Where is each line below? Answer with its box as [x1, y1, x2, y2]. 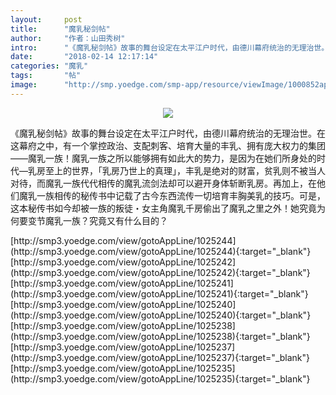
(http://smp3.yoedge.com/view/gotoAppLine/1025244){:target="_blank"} [10, 245, 312, 257]
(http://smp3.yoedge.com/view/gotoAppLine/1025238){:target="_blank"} [10, 330, 311, 342]
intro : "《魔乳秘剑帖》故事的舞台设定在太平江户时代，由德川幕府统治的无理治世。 [10, 42, 330, 53]
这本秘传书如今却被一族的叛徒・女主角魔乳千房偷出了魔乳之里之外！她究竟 [10, 202, 317, 214]
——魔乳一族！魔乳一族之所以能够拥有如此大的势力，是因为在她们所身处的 [10, 152, 317, 164]
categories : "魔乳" [10, 61, 89, 71]
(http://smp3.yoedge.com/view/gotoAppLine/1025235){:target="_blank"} [10, 372, 311, 385]
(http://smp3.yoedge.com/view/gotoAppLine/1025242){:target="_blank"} [10, 266, 311, 278]
